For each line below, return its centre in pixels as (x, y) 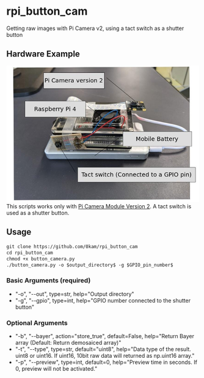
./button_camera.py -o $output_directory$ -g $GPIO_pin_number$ (90, 265)
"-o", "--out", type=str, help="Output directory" (75, 294)
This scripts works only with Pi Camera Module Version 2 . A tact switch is (99, 206)
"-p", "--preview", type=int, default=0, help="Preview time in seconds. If (106, 362)
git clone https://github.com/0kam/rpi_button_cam (72, 247)
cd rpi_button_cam (30, 253)
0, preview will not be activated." (56, 368)
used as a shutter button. (38, 213)
